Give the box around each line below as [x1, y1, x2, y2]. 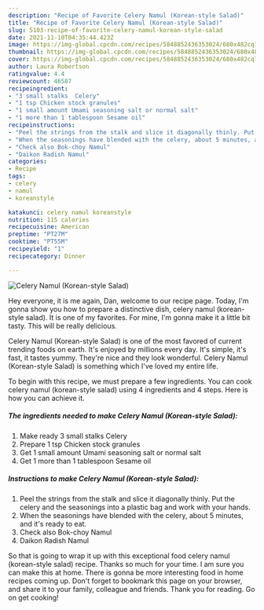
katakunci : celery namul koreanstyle [8, 208, 132, 216]
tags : [8, 172, 26, 181]
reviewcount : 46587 [8, 77, 72, 85]
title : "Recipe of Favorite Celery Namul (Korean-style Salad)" [8, 19, 223, 27]
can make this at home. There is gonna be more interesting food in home [8, 568, 244, 577]
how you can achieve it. [8, 393, 85, 402]
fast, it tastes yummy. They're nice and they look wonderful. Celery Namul [8, 353, 248, 362]
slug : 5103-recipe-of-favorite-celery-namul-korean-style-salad [8, 26, 223, 34]
